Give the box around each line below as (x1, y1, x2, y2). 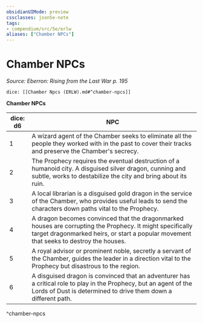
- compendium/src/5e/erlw (6, 25, 71, 32)
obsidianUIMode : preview (6, 8, 69, 15)
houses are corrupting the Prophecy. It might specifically (31, 222, 193, 230)
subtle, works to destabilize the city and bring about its (31, 172, 187, 180)
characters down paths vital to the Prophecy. (31, 204, 159, 213)
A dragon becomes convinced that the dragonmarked (31, 214, 184, 223)
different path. (31, 295, 72, 303)
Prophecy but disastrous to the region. (31, 262, 141, 270)
